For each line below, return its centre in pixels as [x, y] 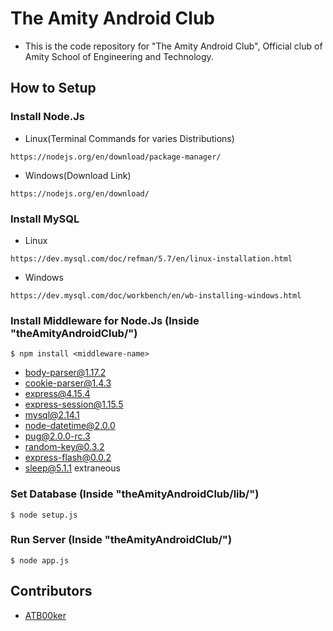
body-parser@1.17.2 [65, 373]
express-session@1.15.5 [74, 404]
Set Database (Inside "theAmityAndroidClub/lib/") [135, 494]
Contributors [51, 591]
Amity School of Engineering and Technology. [119, 56]
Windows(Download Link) [78, 175]
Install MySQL [45, 219]
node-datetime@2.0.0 [70, 426]
